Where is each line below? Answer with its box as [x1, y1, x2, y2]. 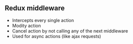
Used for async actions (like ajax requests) [12, 33, 102, 39]
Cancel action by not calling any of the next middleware [12, 27, 128, 34]
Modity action [12, 22, 41, 28]
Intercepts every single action [12, 17, 74, 23]
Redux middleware [5, 4, 65, 12]
